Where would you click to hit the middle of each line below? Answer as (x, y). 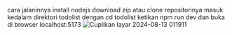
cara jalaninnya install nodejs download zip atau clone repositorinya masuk (115, 10)
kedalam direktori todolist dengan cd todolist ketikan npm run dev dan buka (116, 17)
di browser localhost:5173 (45, 24)
